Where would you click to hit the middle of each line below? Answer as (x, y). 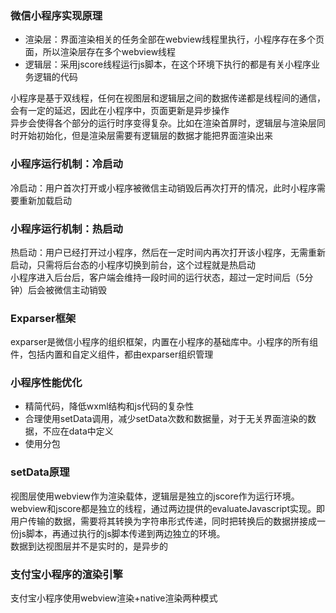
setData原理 (40, 472)
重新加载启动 (45, 200)
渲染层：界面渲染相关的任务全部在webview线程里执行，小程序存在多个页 (174, 39)
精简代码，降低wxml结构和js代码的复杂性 (109, 406)
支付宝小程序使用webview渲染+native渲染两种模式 (114, 598)
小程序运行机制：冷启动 (66, 164)
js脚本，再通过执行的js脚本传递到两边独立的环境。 (122, 533)
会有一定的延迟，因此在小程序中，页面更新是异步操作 (120, 111)
